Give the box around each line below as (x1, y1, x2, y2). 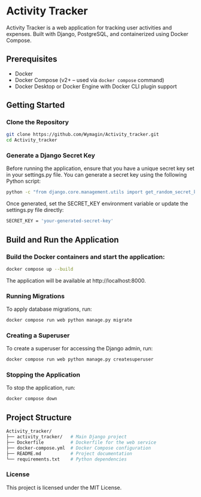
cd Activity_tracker (6, 137, 58, 143)
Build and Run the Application (6, 235, 119, 245)
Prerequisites (6, 54, 57, 64)
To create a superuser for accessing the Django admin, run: (6, 345, 153, 352)
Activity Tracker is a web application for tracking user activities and (6, 24, 172, 31)
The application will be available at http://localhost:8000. (6, 277, 147, 284)
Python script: (6, 178, 41, 185)
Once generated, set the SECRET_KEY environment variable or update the (6, 200, 188, 207)
